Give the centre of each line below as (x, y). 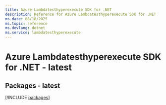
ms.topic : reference (27, 23)
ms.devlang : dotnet (25, 28)
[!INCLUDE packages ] (28, 97)
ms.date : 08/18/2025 (27, 19)
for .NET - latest (38, 68)
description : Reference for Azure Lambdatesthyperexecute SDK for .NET (81, 14)
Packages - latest (33, 86)
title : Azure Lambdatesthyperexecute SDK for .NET (58, 10)
